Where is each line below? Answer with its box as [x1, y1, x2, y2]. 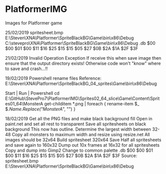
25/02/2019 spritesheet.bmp [5, 29, 63, 35]
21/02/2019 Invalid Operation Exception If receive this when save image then [5, 55, 162, 61]
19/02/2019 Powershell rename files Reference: [5, 75, 102, 81]
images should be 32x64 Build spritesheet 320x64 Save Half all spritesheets [5, 137, 162, 143]
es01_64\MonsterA [5, 100, 44, 106]
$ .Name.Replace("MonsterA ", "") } [5, 106, 76, 112]
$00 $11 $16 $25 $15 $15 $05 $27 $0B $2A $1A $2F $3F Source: [5, 153, 137, 159]
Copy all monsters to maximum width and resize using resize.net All [11, 131, 150, 137]
